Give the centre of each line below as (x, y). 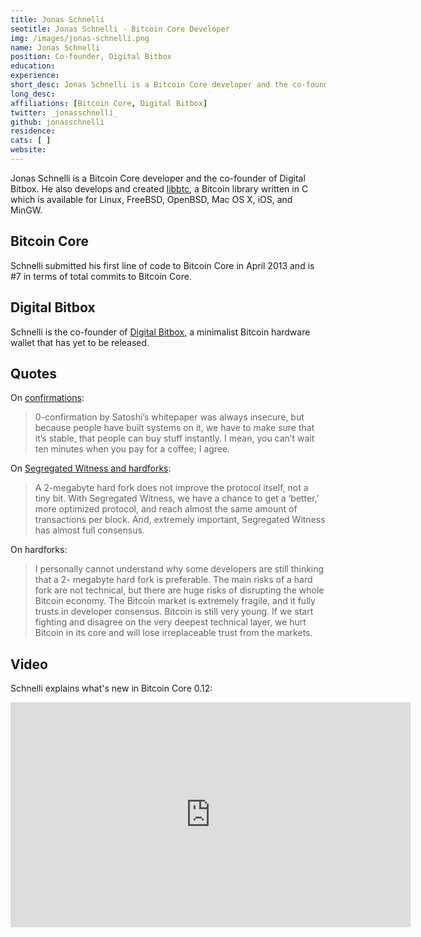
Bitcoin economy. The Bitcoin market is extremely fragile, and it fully (175, 601)
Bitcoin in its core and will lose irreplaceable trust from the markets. (173, 633)
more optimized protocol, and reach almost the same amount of (166, 509)
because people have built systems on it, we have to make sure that (174, 428)
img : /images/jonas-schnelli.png (80, 38)
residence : (33, 131)
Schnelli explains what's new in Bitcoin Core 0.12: (111, 688)
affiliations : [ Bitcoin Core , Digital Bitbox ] (109, 103)
